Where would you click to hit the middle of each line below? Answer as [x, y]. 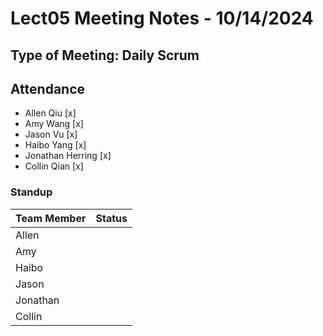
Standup [31, 192]
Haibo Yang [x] [55, 145]
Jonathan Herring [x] [68, 156]
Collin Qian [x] [54, 166]
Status [111, 218]
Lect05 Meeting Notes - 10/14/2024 [162, 18]
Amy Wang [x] [54, 124]
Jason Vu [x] [51, 134]
